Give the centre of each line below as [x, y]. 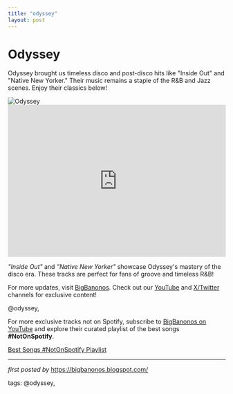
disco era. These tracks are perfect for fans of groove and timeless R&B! [111, 274]
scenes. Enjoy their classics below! [58, 88]
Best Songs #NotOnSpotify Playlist [57, 350]
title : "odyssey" [33, 13]
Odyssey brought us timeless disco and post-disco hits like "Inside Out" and [116, 73]
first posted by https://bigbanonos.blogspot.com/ [78, 370]
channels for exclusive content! [53, 295]
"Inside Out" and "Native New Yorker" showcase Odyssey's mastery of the [114, 267]
